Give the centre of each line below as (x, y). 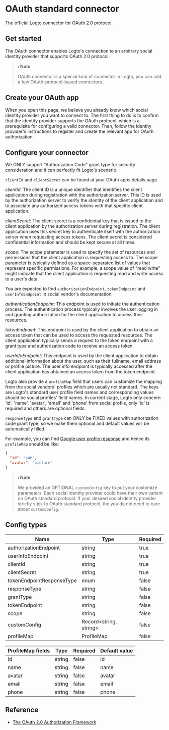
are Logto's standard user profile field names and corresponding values (79, 393)
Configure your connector (47, 152)
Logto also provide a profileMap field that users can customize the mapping (84, 381)
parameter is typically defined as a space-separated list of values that (78, 263)
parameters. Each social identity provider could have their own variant (90, 493)
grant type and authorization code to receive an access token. (70, 346)
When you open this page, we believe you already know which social (77, 110)
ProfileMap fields (29, 651)
